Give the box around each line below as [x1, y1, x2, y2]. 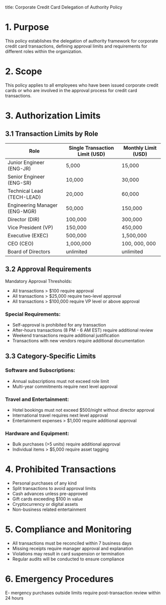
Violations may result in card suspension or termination [12, 551, 124, 557]
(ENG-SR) [7, 179, 32, 186]
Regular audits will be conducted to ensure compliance [12, 556, 124, 562]
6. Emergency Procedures [5, 573, 114, 585]
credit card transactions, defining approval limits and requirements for [5, 43, 147, 49]
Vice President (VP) [7, 224, 53, 231]
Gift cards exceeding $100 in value [12, 496, 83, 502]
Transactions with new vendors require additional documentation [12, 337, 145, 343]
